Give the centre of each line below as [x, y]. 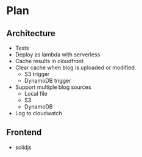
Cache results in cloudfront [49, 61]
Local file [36, 94]
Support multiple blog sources [53, 87]
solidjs [23, 147]
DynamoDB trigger [48, 81]
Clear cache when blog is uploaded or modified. [76, 67]
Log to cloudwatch [39, 113]
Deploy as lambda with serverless [58, 55]
